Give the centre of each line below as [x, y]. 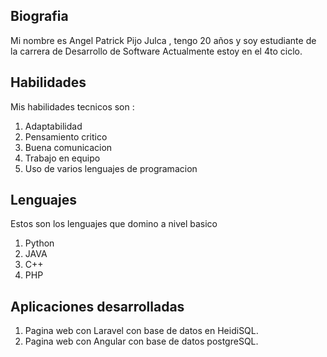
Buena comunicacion [68, 147]
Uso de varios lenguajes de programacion [111, 168]
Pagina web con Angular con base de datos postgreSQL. [141, 341]
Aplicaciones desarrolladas [97, 306]
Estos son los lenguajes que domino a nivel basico [114, 224]
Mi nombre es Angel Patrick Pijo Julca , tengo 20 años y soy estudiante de [163, 40]
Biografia [39, 16]
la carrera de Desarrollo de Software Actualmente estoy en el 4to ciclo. [156, 51]
